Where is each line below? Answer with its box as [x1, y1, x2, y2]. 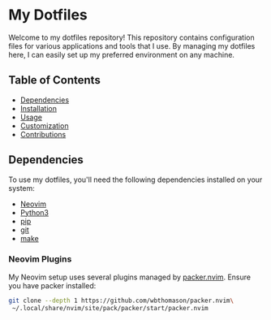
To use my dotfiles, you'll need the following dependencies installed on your [8, 175, 263, 184]
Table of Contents [8, 73, 101, 87]
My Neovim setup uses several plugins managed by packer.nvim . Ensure [8, 272, 252, 282]
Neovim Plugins [8, 253, 72, 265]
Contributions [19, 129, 67, 139]
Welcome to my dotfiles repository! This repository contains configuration [8, 32, 255, 42]
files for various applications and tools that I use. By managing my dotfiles [8, 41, 256, 50]
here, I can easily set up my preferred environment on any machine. [8, 50, 235, 59]
